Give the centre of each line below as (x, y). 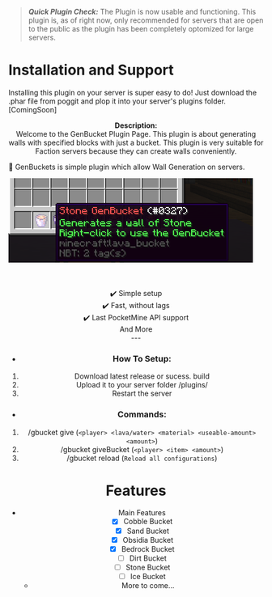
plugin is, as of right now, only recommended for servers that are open (146, 20)
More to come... (148, 585)
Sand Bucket (148, 531)
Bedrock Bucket (148, 548)
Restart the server (142, 394)
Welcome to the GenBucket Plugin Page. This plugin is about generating (136, 133)
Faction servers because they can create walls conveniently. (136, 151)
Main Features (142, 513)
